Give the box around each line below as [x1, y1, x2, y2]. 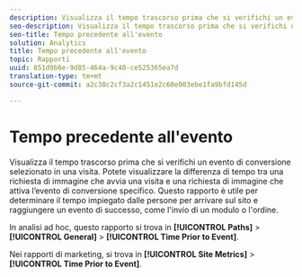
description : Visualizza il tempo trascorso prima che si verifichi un [9, 13, 283, 22]
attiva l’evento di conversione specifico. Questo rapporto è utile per [9, 185, 259, 196]
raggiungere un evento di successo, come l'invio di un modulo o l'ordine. [9, 204, 279, 215]
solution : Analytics [9, 38, 87, 48]
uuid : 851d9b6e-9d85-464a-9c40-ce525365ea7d [9, 64, 179, 73]
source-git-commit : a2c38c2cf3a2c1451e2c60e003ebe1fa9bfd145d [9, 80, 247, 89]
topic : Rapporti [9, 55, 70, 64]
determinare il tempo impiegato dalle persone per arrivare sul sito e [9, 194, 259, 205]
